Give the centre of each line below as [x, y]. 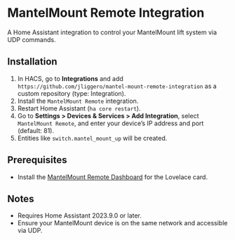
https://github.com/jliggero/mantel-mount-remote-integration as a [117, 86]
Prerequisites [37, 160]
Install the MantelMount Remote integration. [78, 101]
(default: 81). [36, 130]
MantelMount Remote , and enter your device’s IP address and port [110, 123]
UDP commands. [32, 39]
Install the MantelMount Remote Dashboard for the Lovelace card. [113, 177]
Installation [32, 62]
